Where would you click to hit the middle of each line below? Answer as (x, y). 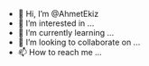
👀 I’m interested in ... (56, 23)
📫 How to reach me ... (60, 52)
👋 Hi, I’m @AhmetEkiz (58, 14)
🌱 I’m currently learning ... (66, 33)
